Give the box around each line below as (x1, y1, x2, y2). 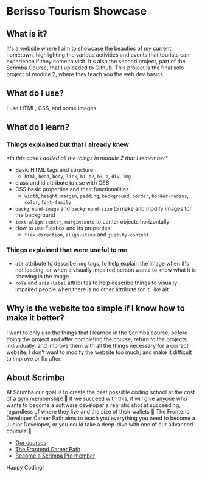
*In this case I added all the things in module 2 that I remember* (6, 154, 169, 161)
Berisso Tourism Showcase (6, 4, 147, 18)
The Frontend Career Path (15, 446, 81, 453)
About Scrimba (6, 373, 65, 383)
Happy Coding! (6, 464, 44, 472)
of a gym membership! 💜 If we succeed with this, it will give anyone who (6, 395, 187, 403)
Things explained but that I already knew (6, 140, 130, 149)
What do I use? (6, 88, 64, 99)
